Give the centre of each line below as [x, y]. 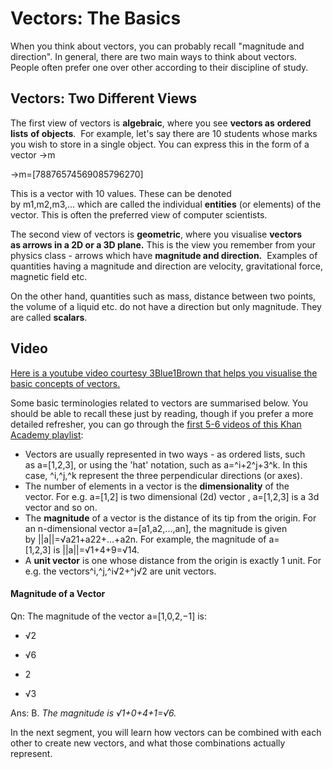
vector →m [33, 154]
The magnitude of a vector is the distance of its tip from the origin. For [170, 518]
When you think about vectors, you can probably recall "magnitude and [157, 46]
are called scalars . [49, 317]
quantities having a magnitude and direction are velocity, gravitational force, [166, 266]
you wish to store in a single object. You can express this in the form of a [160, 144]
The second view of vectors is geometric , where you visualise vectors [156, 234]
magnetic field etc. [49, 276]
